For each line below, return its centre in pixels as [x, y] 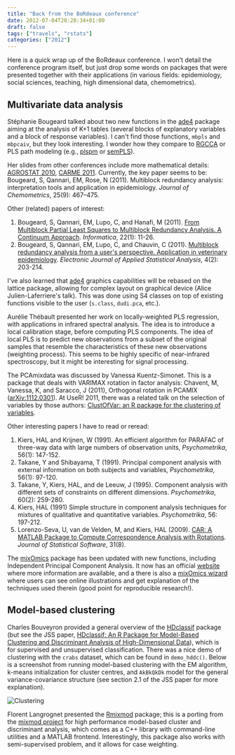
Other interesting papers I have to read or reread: [78, 426]
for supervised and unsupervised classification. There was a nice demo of [115, 649]
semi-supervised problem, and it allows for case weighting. [93, 744]
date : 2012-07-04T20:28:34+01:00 [56, 20]
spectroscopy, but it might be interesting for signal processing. [98, 361]
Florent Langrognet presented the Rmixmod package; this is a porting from [115, 714]
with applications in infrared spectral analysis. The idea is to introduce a [111, 324]
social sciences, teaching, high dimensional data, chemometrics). [102, 82]
